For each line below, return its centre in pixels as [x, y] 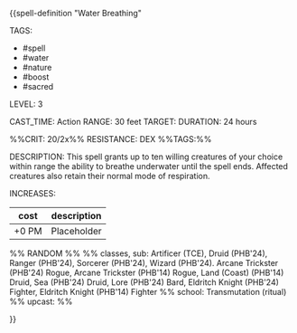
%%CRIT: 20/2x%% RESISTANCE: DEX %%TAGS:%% [111, 139]
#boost [36, 77]
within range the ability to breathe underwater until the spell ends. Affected [149, 166]
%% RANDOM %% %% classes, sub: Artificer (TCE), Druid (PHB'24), [139, 253]
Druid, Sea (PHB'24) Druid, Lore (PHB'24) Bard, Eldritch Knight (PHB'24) [144, 282]
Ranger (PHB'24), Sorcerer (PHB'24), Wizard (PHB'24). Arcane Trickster [144, 263]
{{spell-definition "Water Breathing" [76, 13]
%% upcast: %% [41, 301]
